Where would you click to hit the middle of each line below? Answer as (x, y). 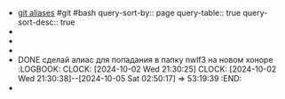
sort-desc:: (38, 22)
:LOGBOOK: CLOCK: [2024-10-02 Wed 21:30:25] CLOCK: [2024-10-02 (147, 69)
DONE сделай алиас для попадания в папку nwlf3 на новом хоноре (145, 60)
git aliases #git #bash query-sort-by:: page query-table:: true (129, 13)
